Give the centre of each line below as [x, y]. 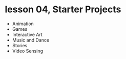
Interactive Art [27, 34]
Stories [20, 45]
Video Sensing [27, 51]
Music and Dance [31, 40]
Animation [23, 24]
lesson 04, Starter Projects [63, 9]
